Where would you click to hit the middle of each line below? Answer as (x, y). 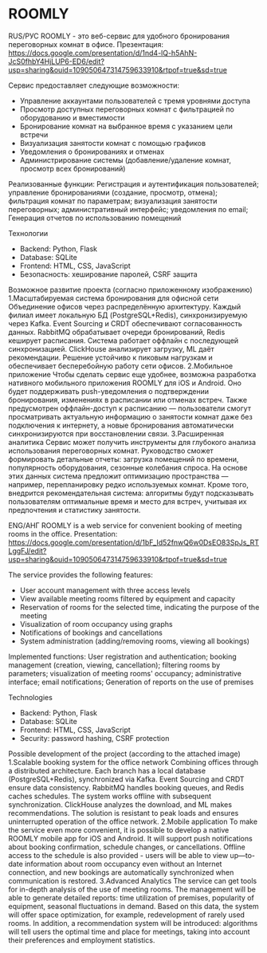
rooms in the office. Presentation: (63, 534)
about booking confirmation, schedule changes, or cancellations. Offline (127, 847)
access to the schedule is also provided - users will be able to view (118, 855)
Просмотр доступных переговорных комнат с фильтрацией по (127, 109)
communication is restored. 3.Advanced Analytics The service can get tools (133, 880)
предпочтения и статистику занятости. (75, 510)
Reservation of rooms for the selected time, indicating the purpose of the (139, 607)
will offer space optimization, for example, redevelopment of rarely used (127, 915)
